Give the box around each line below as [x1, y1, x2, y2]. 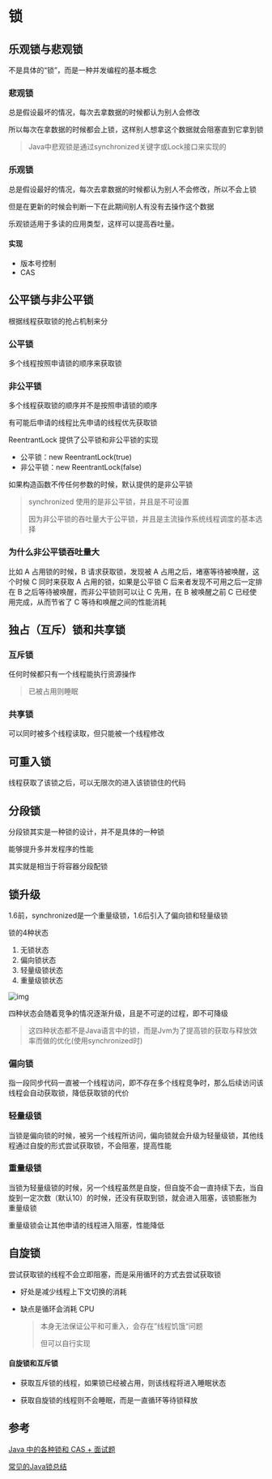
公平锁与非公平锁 [8, 293, 94, 307]
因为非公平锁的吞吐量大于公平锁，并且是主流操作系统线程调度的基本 [28, 514, 256, 524]
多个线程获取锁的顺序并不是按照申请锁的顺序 [8, 401, 158, 411]
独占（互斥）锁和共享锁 [8, 622, 125, 637]
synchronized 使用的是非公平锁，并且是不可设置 [28, 497, 189, 507]
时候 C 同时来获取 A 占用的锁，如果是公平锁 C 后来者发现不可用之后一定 [15, 577, 256, 587]
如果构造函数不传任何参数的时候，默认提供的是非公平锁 [8, 479, 193, 489]
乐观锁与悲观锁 [8, 42, 83, 56]
